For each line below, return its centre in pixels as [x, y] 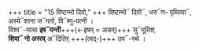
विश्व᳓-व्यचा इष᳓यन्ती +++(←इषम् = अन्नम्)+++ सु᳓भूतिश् [81, 30]
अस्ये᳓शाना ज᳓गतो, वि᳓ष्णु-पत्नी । [51, 21]
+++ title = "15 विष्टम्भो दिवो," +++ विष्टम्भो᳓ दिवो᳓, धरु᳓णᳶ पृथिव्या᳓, [100, 12]
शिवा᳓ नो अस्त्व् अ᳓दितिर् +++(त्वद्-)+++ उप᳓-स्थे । [77, 38]
